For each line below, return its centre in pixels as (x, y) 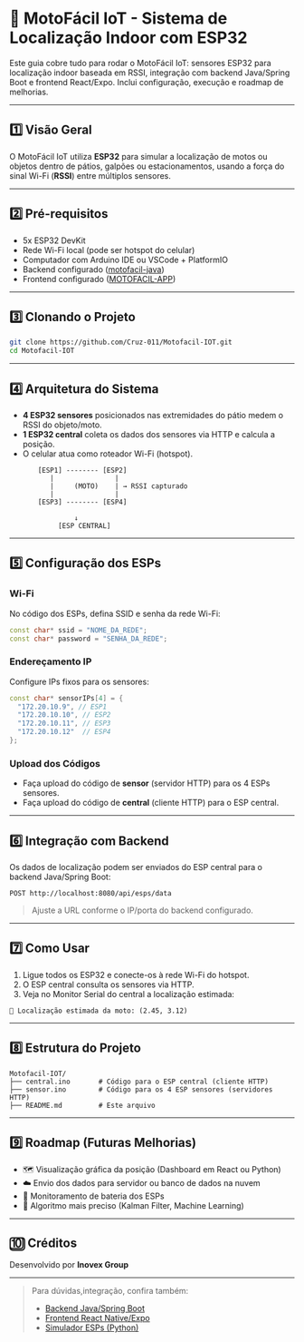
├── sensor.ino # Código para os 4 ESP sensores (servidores (141, 1089)
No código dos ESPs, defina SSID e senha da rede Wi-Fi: (115, 613)
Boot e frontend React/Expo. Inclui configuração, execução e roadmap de (147, 82)
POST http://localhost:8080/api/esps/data (90, 894)
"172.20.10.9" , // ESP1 (62, 707)
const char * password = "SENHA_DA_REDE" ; (89, 639)
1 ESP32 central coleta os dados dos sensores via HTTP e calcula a (149, 434)
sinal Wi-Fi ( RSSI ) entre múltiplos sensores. (90, 175)
